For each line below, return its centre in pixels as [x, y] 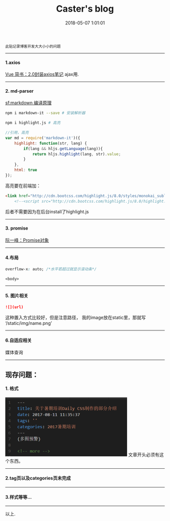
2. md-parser [19, 91]
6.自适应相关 [18, 340]
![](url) [14, 307]
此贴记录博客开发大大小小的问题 [33, 46]
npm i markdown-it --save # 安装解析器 [45, 113]
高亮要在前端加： [23, 185]
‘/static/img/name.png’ [29, 323]
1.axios [13, 62]
